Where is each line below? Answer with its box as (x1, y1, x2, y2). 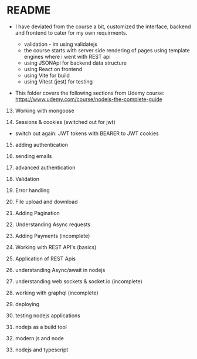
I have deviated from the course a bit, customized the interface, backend (15, 23, 191, 30)
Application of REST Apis (15, 255, 76, 262)
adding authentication (15, 141, 69, 148)
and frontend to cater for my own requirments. (15, 29, 128, 36)
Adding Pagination (15, 209, 60, 216)
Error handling (15, 186, 50, 194)
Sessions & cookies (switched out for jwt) (15, 118, 116, 125)
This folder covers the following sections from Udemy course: (15, 89, 165, 96)
